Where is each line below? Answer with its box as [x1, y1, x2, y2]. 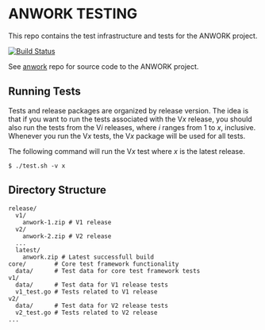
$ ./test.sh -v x [8, 162, 66, 170]
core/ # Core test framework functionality [8, 259, 179, 268]
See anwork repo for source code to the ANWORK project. [8, 61, 199, 71]
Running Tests [8, 85, 81, 98]
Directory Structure [8, 183, 107, 197]
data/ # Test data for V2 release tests [15, 301, 169, 309]
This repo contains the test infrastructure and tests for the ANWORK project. [8, 31, 258, 40]
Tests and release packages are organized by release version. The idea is [8, 106, 249, 115]
